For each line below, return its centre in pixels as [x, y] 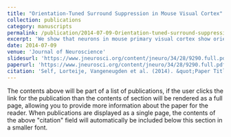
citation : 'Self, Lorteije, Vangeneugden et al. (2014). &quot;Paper [109, 71]
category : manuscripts [40, 26]
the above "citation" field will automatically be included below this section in [115, 120]
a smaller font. [27, 127]
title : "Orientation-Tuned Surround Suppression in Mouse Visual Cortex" [115, 13]
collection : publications [44, 20]
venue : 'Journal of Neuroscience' [57, 52]
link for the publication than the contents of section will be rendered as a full [115, 98]
